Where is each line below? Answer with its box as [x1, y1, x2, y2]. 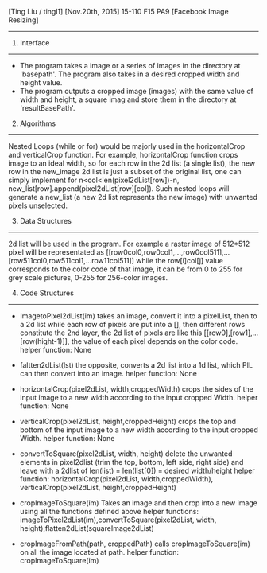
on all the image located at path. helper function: [19, 548, 179, 556]
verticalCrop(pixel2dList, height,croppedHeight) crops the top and [19, 417, 237, 426]
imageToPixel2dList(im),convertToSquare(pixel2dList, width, [19, 515, 217, 524]
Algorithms [19, 119, 56, 128]
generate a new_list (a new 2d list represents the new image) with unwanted [8, 193, 258, 201]
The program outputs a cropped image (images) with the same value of [19, 87, 254, 95]
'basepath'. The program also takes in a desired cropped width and [19, 69, 240, 79]
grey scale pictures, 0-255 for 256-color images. [8, 273, 168, 282]
